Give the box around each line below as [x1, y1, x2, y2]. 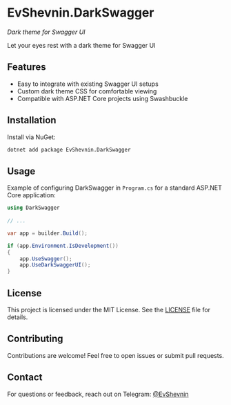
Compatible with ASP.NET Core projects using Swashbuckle [17, 94, 188, 102]
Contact [7, 372, 43, 384]
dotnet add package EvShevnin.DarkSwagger [7, 146, 131, 153]
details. [7, 313, 28, 321]
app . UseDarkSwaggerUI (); [19, 262, 91, 269]
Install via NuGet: [7, 133, 56, 141]
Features [7, 61, 46, 73]
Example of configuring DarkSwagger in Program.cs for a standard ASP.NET [7, 183, 223, 192]
